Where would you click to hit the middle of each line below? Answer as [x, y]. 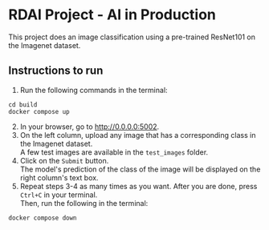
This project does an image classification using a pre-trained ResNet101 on [132, 37]
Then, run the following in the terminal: [84, 203]
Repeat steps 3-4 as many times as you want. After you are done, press [139, 186]
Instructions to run [56, 71]
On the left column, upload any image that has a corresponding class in [138, 135]
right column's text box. [59, 177]
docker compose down [43, 218]
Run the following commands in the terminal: [94, 90]
